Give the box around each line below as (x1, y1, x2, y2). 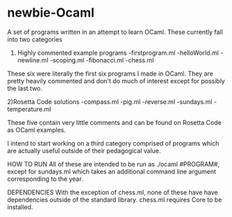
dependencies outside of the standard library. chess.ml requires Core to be (7, 196, 222, 204)
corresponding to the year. (7, 175, 83, 183)
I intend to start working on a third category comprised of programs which (7, 139, 219, 147)
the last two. (7, 84, 43, 92)
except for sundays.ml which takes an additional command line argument (7, 167, 217, 175)
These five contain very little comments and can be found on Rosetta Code (7, 118, 222, 126)
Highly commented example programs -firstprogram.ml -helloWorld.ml (17, 49, 219, 57)
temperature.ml (7, 105, 51, 113)
